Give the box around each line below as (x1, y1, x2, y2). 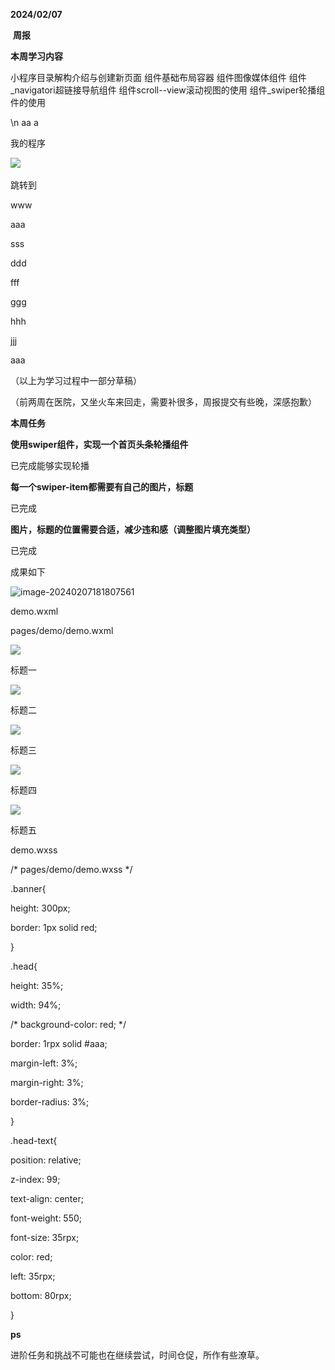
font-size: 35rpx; (10, 1232, 80, 1243)
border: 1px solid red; (10, 922, 98, 933)
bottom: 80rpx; (10, 1290, 72, 1301)
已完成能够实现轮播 (10, 460, 90, 471)
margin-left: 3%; (10, 1057, 78, 1069)
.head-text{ (10, 1135, 58, 1146)
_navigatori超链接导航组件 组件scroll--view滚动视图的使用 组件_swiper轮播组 (10, 84, 326, 96)
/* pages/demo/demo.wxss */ (10, 864, 133, 875)
